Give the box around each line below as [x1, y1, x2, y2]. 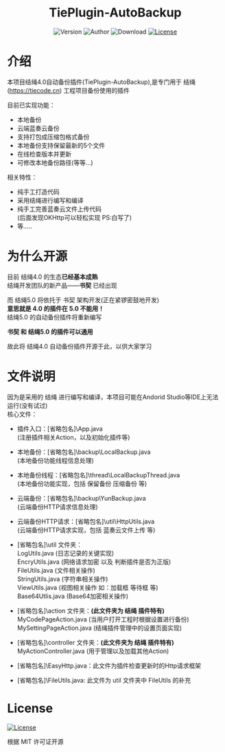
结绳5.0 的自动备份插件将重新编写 [7, 312, 102, 321]
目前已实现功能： [7, 101, 56, 109]
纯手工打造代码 [16, 187, 60, 196]
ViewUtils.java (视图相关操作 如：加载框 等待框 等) [16, 583, 159, 591]
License [7, 700, 54, 716]
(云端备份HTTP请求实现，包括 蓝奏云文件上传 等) [16, 525, 156, 534]
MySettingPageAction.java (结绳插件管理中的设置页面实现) [16, 624, 182, 632]
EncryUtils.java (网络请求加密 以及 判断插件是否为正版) [16, 558, 171, 566]
